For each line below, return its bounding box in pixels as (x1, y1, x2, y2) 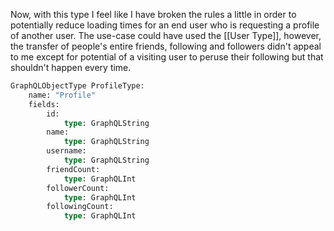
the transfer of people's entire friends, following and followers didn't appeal (10, 40, 322, 52)
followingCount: (46, 202, 114, 212)
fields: (28, 99, 60, 109)
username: (46, 146, 87, 156)
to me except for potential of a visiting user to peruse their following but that (10, 51, 324, 63)
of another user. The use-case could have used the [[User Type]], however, (10, 30, 322, 41)
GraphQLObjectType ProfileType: (10, 81, 145, 91)
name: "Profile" (28, 90, 97, 100)
